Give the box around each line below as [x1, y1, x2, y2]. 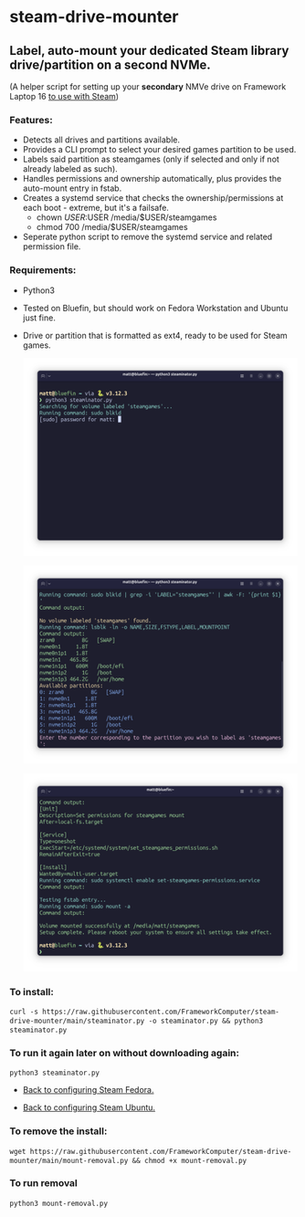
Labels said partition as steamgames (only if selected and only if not [22, 153, 280, 165]
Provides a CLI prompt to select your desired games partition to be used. [22, 144, 297, 155]
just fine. [22, 312, 57, 323]
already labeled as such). [22, 163, 119, 174]
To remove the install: [9, 1125, 108, 1138]
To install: [9, 985, 55, 998]
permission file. [22, 241, 81, 252]
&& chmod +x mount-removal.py [131, 1156, 247, 1165]
